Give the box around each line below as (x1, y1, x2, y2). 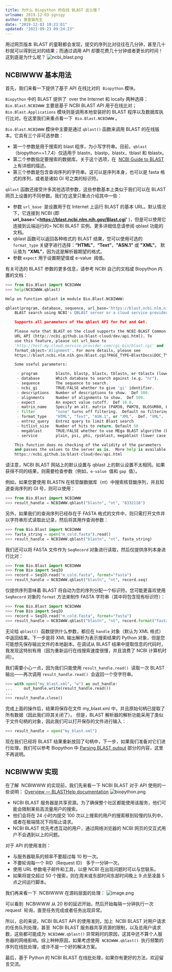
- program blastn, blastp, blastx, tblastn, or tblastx (16, 371, 155, 377)
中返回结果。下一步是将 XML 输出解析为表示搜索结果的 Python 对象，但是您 (5, 634, 165, 640)
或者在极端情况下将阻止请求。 (12, 818, 76, 825)
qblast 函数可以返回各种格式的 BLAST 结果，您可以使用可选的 (12, 235, 143, 241)
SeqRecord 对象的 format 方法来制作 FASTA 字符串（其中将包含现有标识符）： (5, 594, 165, 600)
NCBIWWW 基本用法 (5, 70, 72, 79)
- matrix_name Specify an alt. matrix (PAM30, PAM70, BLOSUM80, (16, 404, 164, 410)
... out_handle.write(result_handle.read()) (5, 686, 111, 691)
